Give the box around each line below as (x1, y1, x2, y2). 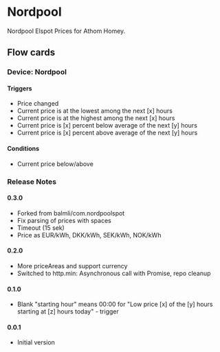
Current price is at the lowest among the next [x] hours (16, 107, 173, 115)
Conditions (7, 145, 40, 153)
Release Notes (7, 176, 57, 186)
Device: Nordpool (7, 67, 67, 77)
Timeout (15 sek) (16, 224, 65, 232)
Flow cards (7, 47, 56, 58)
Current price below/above (16, 159, 94, 168)
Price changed (16, 99, 59, 108)
